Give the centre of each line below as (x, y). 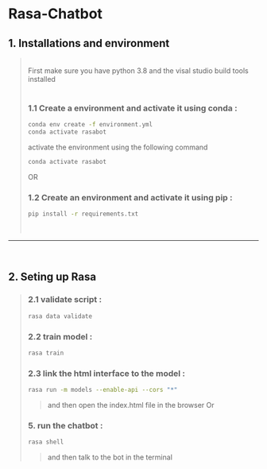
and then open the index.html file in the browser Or (131, 405)
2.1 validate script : (64, 300)
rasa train (46, 353)
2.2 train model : (60, 336)
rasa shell (46, 442)
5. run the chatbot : (65, 425)
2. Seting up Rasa (52, 277)
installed (41, 79)
